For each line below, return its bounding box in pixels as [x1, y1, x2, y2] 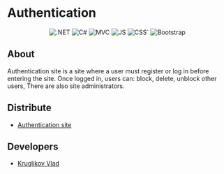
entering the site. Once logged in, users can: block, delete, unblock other [7, 74, 218, 82]
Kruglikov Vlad [17, 159, 59, 168]
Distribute [7, 102, 52, 114]
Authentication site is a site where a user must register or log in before [7, 66, 209, 75]
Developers [7, 140, 59, 152]
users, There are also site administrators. [7, 82, 125, 90]
